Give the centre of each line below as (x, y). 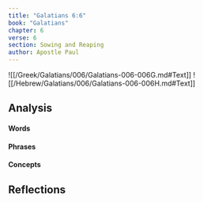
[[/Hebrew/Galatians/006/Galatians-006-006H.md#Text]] (102, 83)
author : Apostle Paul (44, 52)
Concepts (24, 165)
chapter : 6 (26, 30)
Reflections (37, 190)
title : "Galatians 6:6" (47, 15)
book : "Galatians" (38, 23)
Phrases (22, 147)
